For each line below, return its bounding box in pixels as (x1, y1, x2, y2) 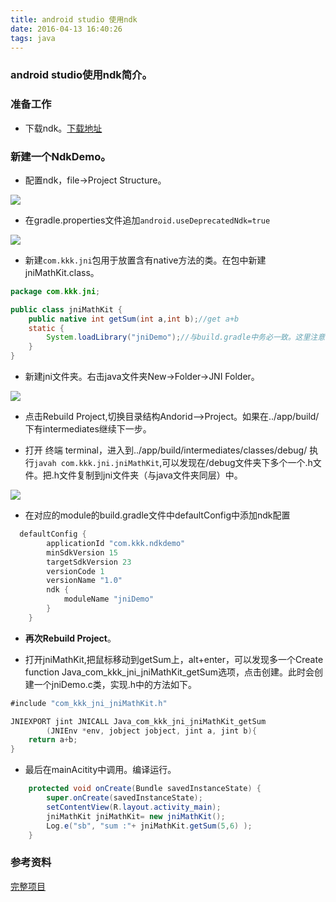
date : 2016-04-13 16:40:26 (10, 24, 123, 34)
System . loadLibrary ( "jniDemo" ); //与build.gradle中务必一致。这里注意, (46, 332, 330, 343)
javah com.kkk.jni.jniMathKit (33, 459, 160, 469)
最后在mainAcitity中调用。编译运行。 (24, 764, 177, 776)
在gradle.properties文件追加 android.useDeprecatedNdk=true (24, 214, 271, 226)
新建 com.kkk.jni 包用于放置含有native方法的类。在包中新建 (24, 254, 267, 266)
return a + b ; (28, 735, 78, 745)
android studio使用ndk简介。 (10, 68, 153, 82)
